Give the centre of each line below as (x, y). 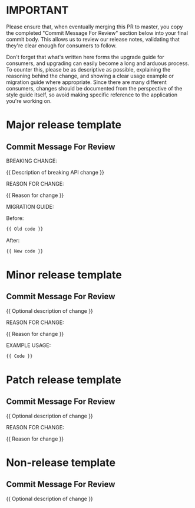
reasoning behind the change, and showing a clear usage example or (90, 76)
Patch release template (64, 380)
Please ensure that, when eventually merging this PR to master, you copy (95, 27)
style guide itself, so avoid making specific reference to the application (92, 95)
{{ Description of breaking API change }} (55, 172)
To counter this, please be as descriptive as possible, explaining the (88, 69)
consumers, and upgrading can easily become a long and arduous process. (98, 63)
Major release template (64, 125)
